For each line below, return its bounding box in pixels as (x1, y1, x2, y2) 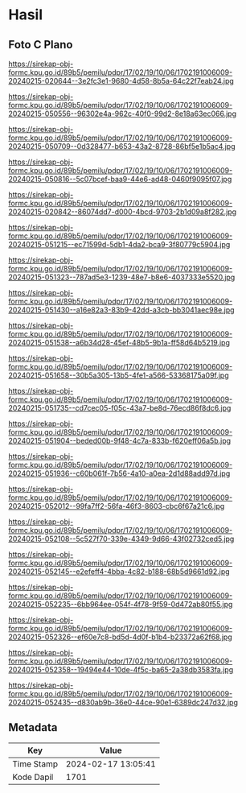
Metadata (8, 721, 58, 734)
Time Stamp (12, 758, 59, 770)
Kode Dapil (12, 771, 54, 783)
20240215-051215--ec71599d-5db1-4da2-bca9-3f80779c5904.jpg (8, 240, 231, 249)
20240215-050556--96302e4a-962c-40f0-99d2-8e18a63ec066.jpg (8, 109, 237, 118)
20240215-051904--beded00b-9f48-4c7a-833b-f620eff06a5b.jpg (8, 436, 232, 445)
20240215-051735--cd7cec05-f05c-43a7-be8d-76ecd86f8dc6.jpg (8, 403, 232, 412)
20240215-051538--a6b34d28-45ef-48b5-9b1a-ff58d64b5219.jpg (8, 338, 231, 347)
